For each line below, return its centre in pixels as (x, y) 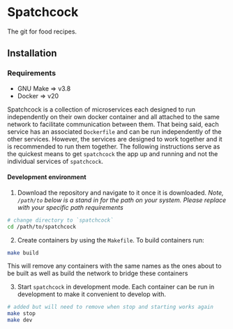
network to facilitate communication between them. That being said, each (113, 124)
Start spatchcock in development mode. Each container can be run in (116, 287)
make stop (22, 314)
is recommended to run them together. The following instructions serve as (114, 146)
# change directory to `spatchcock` (60, 220)
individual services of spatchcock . (55, 161)
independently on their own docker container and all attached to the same (113, 116)
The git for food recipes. (42, 31)
